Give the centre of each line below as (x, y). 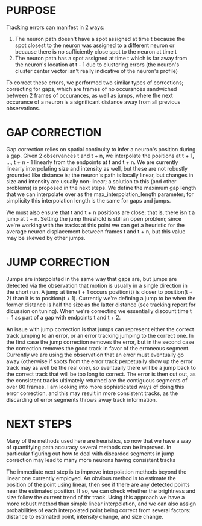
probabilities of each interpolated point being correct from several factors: (99, 510)
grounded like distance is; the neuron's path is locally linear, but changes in (100, 175)
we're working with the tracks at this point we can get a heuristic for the (96, 225)
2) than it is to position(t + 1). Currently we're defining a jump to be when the (101, 298)
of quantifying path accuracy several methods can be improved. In (89, 447)
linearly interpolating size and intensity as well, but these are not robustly (97, 168)
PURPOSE (31, 11)
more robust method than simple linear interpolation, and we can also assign (101, 504)
